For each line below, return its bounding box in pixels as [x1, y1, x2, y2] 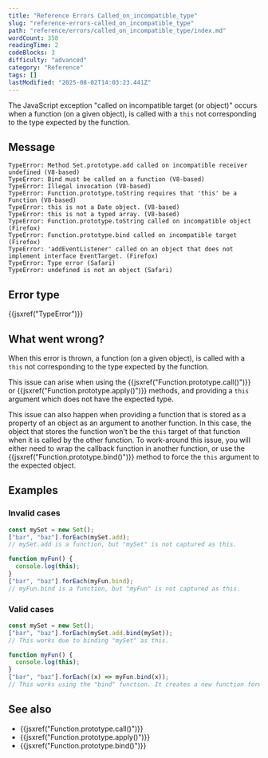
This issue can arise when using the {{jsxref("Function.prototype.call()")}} [8, 377, 251, 387]
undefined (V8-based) [8, 168, 81, 176]
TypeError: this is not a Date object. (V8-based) [8, 203, 180, 211]
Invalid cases [8, 507, 61, 519]
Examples [8, 484, 58, 497]
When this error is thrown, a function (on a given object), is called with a [8, 353, 246, 363]
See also [8, 703, 52, 717]
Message [8, 140, 56, 154]
